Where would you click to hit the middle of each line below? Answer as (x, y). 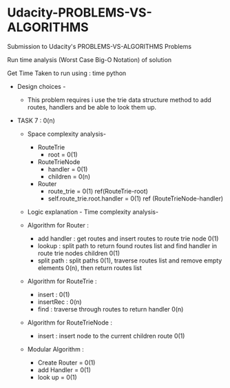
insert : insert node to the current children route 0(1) (111, 336)
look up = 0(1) (57, 377)
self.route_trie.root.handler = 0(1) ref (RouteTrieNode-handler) (136, 198)
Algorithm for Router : (58, 225)
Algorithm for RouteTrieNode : (70, 323)
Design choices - (41, 86)
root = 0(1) (63, 154)
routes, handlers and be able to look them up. (92, 107)
